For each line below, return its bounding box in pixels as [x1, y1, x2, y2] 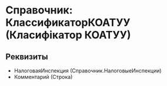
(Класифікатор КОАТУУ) [5, 29, 131, 42]
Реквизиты [5, 51, 48, 61]
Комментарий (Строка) [14, 74, 73, 80]
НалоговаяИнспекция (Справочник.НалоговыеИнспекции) [14, 67, 162, 74]
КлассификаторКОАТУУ [5, 16, 131, 29]
